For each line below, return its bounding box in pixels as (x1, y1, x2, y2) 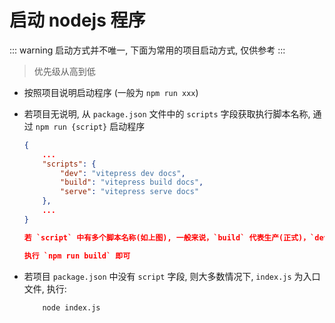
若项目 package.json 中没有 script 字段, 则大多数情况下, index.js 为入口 (23, 270, 321, 282)
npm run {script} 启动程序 (35, 120, 146, 132)
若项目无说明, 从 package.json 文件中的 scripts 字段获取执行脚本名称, (23, 107, 311, 120)
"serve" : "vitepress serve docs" (60, 187, 200, 197)
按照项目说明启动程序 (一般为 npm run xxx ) (23, 86, 199, 98)
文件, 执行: (23, 282, 67, 295)
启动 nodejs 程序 (9, 9, 146, 32)
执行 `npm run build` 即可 (23, 251, 131, 261)
